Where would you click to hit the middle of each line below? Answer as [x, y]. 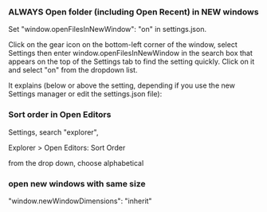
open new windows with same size [77, 183]
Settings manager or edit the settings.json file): [85, 94]
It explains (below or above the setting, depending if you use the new [122, 85]
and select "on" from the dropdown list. [73, 70]
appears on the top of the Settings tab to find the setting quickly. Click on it [132, 61]
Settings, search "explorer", [53, 132]
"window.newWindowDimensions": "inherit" [80, 201]
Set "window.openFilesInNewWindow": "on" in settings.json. [108, 29]
